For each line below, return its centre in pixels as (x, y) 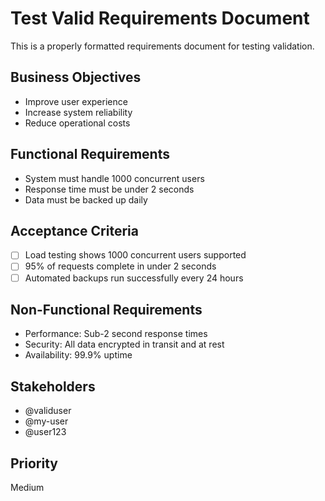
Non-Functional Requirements (106, 309)
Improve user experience (76, 101)
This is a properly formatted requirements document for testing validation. (162, 46)
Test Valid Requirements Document (160, 18)
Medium (27, 487)
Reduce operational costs (77, 123)
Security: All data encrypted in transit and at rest (124, 344)
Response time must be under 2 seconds (109, 189)
